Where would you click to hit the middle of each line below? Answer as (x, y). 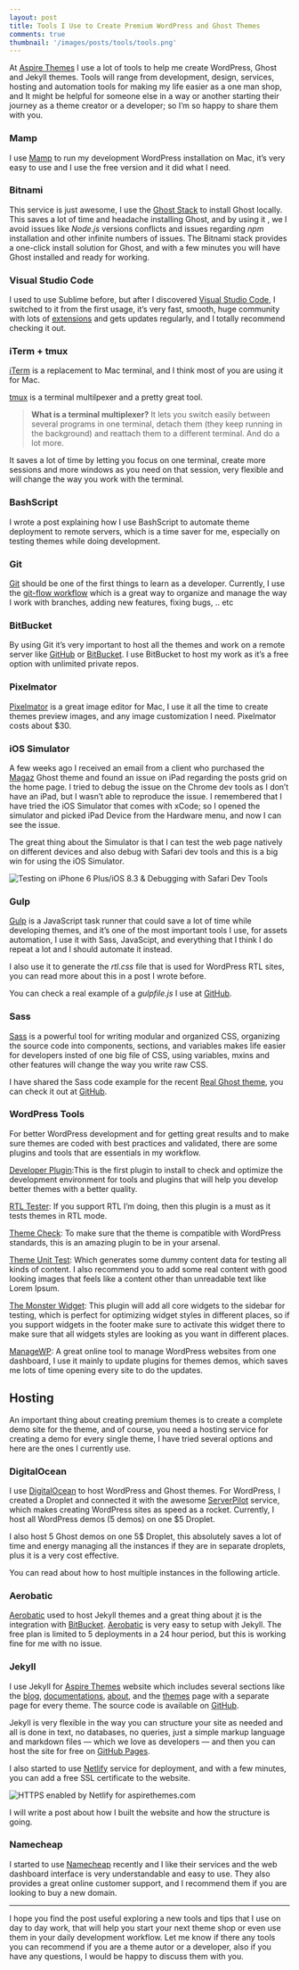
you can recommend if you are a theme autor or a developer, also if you (140, 1947)
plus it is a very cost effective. (64, 1555)
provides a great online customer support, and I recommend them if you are (148, 1883)
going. (21, 1822)
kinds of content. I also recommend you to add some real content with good (148, 1269)
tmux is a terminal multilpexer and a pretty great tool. (106, 397)
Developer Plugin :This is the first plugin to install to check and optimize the (146, 1170)
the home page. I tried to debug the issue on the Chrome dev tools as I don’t (149, 787)
